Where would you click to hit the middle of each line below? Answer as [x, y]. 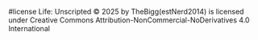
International [29, 28]
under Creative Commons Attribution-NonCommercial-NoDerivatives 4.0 [129, 20]
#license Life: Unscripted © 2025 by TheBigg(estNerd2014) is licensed [126, 12]
